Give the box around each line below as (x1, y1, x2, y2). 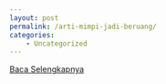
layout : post (9, 13, 59, 23)
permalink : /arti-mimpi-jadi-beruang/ (9, 22, 157, 31)
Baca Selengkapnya (9, 64, 85, 75)
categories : (9, 30, 55, 39)
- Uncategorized (26, 38, 88, 48)
